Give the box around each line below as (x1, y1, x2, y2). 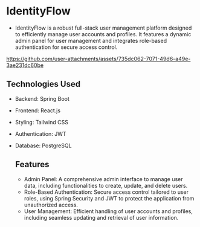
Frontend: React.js (15, 107, 61, 114)
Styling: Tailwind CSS (15, 118, 68, 126)
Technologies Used (6, 79, 80, 89)
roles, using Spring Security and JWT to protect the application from (24, 194, 195, 202)
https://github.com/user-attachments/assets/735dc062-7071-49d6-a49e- (6, 55, 191, 62)
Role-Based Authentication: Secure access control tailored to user (24, 188, 189, 196)
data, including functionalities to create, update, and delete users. (24, 182, 188, 189)
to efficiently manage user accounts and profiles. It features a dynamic (15, 30, 192, 37)
